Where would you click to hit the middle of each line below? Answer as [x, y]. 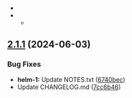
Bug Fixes [24, 65]
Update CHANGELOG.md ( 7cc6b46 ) [69, 87]
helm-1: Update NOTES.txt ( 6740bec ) [71, 79]
